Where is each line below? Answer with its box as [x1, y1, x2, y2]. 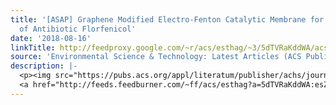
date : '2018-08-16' [10, 33, 92, 43]
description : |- [10, 61, 78, 71]
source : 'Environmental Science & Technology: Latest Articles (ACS [10, 52, 302, 62]
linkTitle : [10, 42, 56, 53]
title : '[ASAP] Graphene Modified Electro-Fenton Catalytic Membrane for [10, 14, 325, 25]
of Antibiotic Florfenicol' [19, 24, 137, 34]
